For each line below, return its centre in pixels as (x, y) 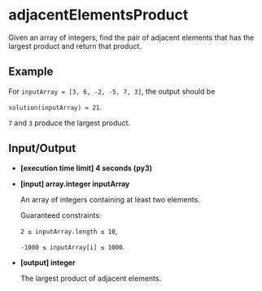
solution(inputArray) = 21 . (55, 106)
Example (31, 72)
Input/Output (42, 148)
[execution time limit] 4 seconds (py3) (86, 167)
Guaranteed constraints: (61, 215)
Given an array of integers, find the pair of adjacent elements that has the (131, 37)
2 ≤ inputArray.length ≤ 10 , (69, 231)
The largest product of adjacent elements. (90, 278)
